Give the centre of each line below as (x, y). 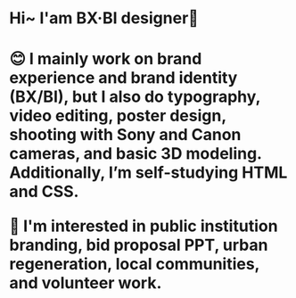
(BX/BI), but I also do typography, (135, 97)
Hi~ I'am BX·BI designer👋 (104, 18)
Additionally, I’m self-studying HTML (148, 173)
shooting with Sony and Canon (125, 135)
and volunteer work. (86, 283)
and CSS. (44, 192)
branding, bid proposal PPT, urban (139, 245)
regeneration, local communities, (135, 265)
